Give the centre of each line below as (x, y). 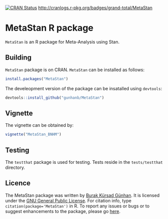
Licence (18, 183)
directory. (15, 167)
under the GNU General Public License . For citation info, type (68, 200)
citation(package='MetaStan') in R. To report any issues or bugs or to (77, 206)
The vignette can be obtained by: (39, 125)
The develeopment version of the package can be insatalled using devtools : (83, 88)
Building (18, 58)
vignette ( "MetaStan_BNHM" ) (33, 135)
